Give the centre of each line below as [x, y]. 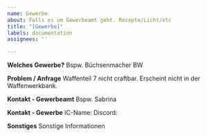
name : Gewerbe [28, 13]
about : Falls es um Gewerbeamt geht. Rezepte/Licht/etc [89, 20]
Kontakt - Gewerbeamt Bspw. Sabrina [62, 99]
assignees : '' [28, 39]
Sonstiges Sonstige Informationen [56, 126]
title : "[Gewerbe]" [35, 26]
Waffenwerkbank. [32, 86]
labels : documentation [40, 33]
